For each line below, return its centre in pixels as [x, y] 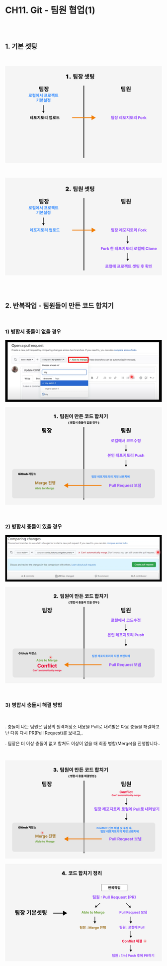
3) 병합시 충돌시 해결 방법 [34, 705]
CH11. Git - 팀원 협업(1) [50, 10]
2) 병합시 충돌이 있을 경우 [34, 526]
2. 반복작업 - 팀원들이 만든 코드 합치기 [60, 306]
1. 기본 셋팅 [21, 47]
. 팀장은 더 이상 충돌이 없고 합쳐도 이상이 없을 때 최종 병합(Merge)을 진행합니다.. [83, 743]
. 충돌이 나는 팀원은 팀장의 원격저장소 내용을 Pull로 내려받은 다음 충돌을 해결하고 [83, 726]
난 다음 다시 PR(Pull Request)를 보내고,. [44, 733]
